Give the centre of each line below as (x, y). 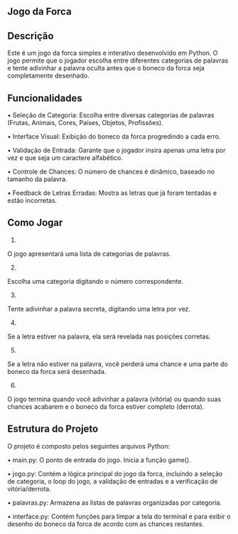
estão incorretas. (32, 201)
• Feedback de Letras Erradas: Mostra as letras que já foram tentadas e (112, 193)
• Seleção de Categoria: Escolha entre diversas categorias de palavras (111, 115)
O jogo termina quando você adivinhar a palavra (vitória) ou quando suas (114, 399)
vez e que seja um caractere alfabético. (65, 158)
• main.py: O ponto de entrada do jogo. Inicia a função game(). (99, 460)
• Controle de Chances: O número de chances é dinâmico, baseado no (111, 172)
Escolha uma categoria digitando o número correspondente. (95, 281)
